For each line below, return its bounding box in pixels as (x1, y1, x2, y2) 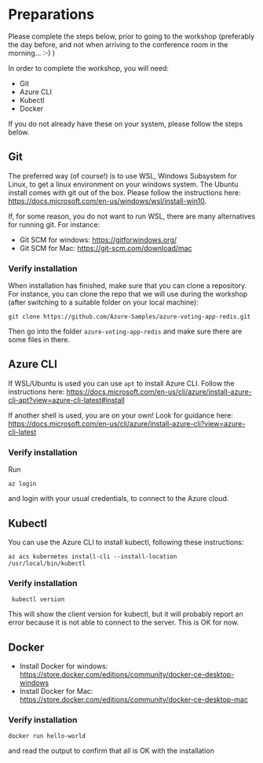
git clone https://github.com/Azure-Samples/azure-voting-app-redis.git (8, 313, 251, 321)
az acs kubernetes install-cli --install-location (8, 552, 177, 560)
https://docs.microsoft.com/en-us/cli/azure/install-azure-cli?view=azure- (8, 418, 246, 428)
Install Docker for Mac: (19, 687, 93, 696)
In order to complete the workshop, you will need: (8, 63, 169, 72)
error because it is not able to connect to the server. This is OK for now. (8, 617, 239, 627)
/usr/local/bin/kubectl (8, 559, 86, 567)
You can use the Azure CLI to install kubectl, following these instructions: (8, 537, 244, 547)
